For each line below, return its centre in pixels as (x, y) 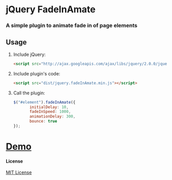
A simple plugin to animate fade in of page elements (72, 26)
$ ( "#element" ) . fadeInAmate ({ (44, 102)
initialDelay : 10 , (49, 107)
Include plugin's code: (37, 73)
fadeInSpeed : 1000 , (50, 112)
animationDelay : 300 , (52, 116)
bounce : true (43, 122)
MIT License (19, 172)
